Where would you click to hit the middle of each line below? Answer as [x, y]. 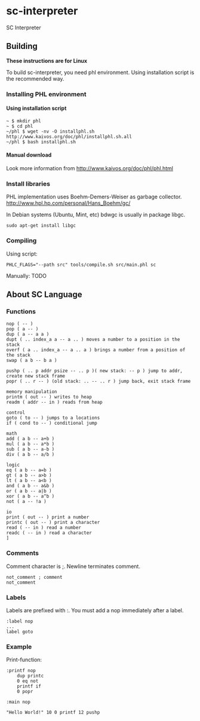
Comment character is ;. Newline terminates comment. [73, 566]
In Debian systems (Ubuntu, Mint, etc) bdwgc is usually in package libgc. [96, 215]
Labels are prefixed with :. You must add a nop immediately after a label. [95, 610]
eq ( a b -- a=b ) [29, 470]
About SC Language [44, 295]
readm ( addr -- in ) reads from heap [54, 402]
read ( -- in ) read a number [44, 528]
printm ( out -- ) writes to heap [49, 397]
